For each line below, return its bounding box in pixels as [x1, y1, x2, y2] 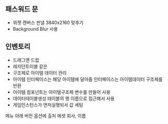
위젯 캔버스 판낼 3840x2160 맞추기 [12, 19, 84, 26]
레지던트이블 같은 [12, 63, 48, 69]
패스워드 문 [5, 5, 39, 14]
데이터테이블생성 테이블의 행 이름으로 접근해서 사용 [12, 95, 115, 101]
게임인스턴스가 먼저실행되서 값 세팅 [12, 101, 83, 108]
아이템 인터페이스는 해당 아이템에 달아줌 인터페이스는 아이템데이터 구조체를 [12, 76, 163, 82]
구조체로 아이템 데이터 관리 [12, 70, 67, 76]
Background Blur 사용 [12, 26, 58, 32]
